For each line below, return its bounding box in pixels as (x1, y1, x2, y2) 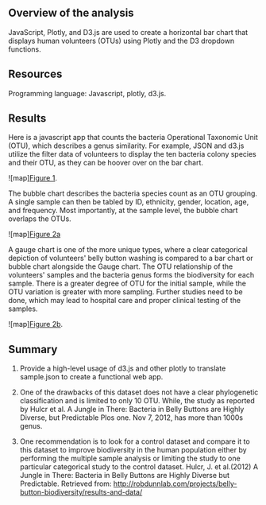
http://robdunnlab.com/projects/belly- (113, 479, 237, 488)
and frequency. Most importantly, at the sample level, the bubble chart (8, 206, 238, 216)
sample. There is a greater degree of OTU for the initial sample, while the (8, 278, 246, 289)
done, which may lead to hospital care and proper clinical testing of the (8, 296, 241, 305)
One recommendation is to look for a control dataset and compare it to (19, 437, 250, 446)
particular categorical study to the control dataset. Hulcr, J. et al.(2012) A (19, 462, 259, 472)
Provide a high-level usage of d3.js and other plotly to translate (19, 363, 226, 373)
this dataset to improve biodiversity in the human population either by (19, 445, 248, 455)
